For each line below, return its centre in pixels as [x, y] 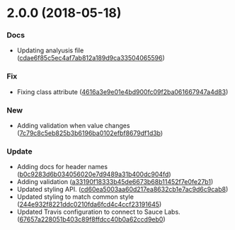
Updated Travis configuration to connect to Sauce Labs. [99, 212]
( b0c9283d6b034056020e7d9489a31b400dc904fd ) [94, 174]
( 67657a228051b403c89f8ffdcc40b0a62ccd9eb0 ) [91, 219]
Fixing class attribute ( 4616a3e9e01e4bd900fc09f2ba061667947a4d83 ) [122, 92]
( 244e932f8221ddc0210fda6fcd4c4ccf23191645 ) [89, 205]
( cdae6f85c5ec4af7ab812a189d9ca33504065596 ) [91, 58]
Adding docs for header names [62, 167]
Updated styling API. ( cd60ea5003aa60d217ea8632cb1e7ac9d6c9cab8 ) [122, 190]
